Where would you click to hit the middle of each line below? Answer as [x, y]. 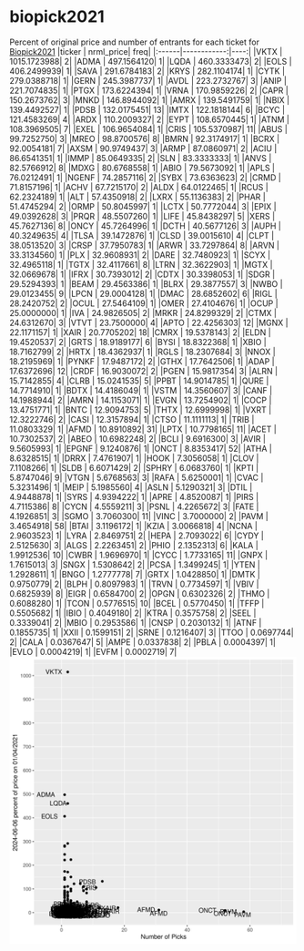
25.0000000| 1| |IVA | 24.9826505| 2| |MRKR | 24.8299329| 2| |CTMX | [143, 312]
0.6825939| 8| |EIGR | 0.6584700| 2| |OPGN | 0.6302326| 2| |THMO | [140, 593]
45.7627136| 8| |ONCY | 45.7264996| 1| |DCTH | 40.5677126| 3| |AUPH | [146, 226]
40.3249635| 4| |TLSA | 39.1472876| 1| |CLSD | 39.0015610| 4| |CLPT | [142, 235]
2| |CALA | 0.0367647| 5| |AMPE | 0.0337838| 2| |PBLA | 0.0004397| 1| [142, 642]
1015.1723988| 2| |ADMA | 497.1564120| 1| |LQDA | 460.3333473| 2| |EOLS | [151, 61]
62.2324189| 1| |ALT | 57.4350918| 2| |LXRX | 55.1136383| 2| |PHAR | [137, 197]
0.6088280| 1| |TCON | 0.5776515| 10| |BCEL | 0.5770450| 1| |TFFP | [137, 603]
